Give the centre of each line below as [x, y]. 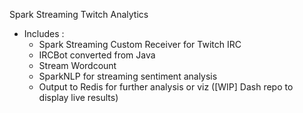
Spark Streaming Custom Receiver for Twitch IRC [140, 44]
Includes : [44, 33]
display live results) [78, 97]
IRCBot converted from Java [97, 55]
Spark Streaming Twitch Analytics [79, 14]
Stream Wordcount [77, 65]
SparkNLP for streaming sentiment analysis [128, 76]
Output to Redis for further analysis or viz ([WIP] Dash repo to [166, 87]
